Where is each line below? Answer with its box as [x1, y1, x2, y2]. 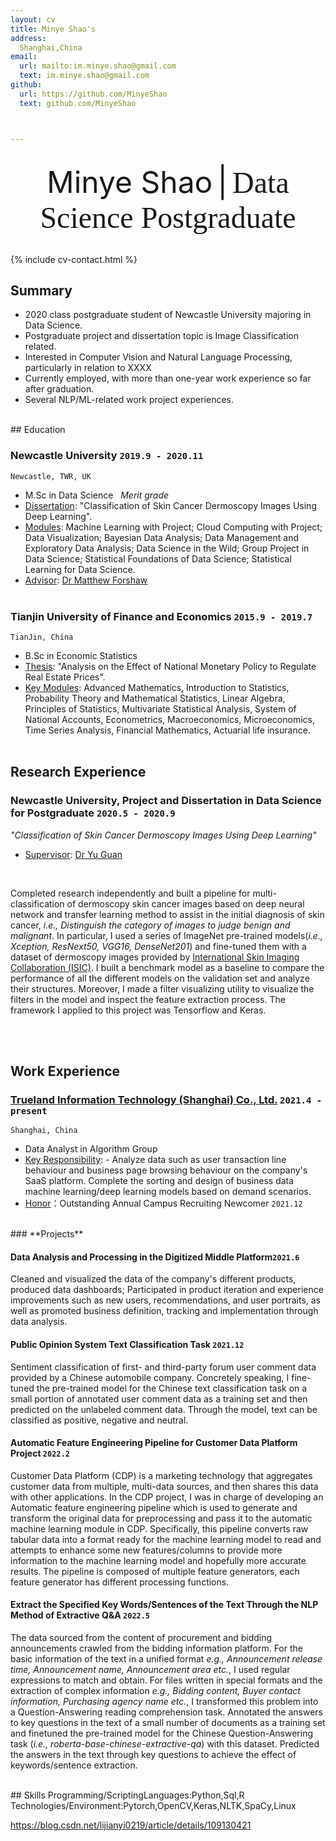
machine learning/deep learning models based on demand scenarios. [24, 1186, 312, 1198]
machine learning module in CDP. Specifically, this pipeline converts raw [10, 1522, 309, 1535]
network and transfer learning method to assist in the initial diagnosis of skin [10, 908, 325, 920]
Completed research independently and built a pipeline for [10, 887, 251, 899]
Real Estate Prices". [24, 671, 106, 683]
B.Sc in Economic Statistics [24, 649, 138, 661]
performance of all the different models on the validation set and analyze [10, 972, 310, 984]
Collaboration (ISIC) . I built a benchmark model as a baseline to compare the [10, 961, 325, 973]
